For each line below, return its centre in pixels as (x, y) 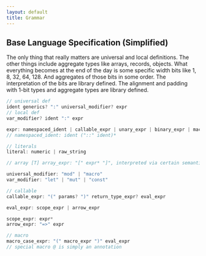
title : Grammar (26, 18)
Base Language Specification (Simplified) (87, 43)
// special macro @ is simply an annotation (64, 247)
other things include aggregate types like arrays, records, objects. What (97, 64)
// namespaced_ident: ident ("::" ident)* (61, 135)
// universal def (29, 101)
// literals (21, 146)
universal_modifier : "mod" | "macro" (55, 174)
